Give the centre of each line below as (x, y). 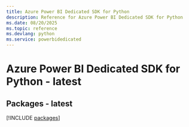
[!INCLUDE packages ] (33, 118)
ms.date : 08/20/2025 (32, 23)
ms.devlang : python (31, 34)
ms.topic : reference (32, 28)
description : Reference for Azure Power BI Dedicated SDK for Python (95, 17)
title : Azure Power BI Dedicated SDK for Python (68, 12)
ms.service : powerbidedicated (44, 39)
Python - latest (44, 82)
